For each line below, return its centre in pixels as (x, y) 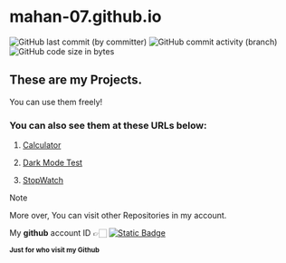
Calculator (42, 145)
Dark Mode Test (52, 163)
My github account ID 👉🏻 (58, 233)
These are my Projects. (76, 80)
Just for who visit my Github (54, 250)
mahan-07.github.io (86, 17)
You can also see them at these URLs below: (108, 125)
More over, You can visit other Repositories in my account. (118, 216)
